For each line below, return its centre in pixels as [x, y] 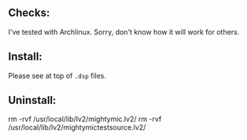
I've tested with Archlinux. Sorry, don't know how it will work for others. [124, 31]
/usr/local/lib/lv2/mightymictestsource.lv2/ [77, 127]
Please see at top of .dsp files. [57, 76]
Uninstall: [32, 100]
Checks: [29, 13]
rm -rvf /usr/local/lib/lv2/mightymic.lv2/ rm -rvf [85, 119]
